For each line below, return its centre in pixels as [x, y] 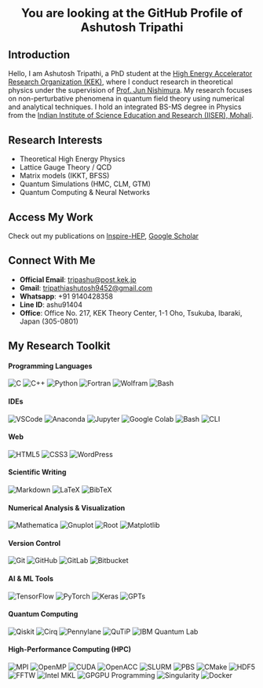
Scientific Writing [37, 472]
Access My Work [51, 217]
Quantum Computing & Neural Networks [85, 192]
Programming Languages [50, 366]
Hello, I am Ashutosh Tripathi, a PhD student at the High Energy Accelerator [130, 74]
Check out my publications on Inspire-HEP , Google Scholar [103, 236]
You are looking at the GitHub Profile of [132, 13]
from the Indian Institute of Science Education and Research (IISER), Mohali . [131, 115]
